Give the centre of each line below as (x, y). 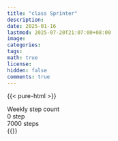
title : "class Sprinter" (42, 13)
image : (16, 39)
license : (19, 64)
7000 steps (23, 124)
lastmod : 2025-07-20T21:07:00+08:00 (59, 32)
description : (26, 20)
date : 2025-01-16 (32, 26)
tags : (15, 52)
